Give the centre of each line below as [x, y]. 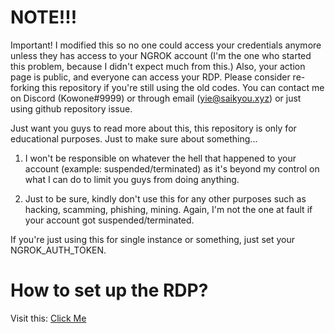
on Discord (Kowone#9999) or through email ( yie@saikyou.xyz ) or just [156, 98]
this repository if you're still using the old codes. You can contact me [183, 87]
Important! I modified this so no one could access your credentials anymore [166, 45]
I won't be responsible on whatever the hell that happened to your [160, 158]
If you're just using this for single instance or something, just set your [152, 239]
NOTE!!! [44, 17]
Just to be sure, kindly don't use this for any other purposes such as [165, 198]
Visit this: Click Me [48, 318]
